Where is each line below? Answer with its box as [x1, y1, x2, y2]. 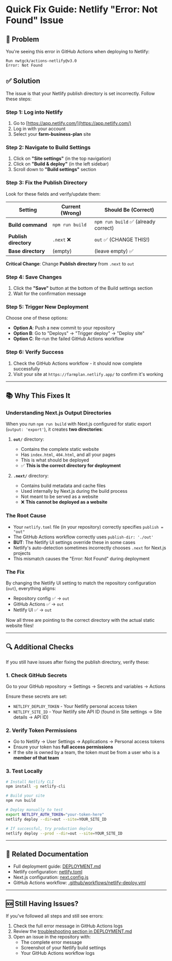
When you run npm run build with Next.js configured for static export [6, 421, 152, 427]
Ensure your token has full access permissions [13, 744, 114, 750]
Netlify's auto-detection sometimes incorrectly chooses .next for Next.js [13, 545, 166, 551]
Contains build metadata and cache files [20, 483, 106, 489]
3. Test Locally [6, 767, 43, 775]
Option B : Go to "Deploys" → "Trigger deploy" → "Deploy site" [13, 330, 145, 337]
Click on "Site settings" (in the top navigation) [13, 155, 111, 162]
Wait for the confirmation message [13, 290, 86, 297]
